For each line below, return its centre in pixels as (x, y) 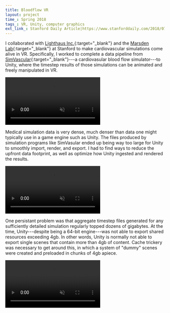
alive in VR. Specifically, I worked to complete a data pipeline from (74, 54)
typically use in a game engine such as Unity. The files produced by (76, 137)
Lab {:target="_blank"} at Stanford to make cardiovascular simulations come (84, 49)
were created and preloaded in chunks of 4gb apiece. (61, 253)
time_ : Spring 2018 (26, 19)
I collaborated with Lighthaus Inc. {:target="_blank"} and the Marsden (77, 43)
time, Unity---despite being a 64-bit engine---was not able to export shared (84, 232)
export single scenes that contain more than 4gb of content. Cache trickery (84, 242)
